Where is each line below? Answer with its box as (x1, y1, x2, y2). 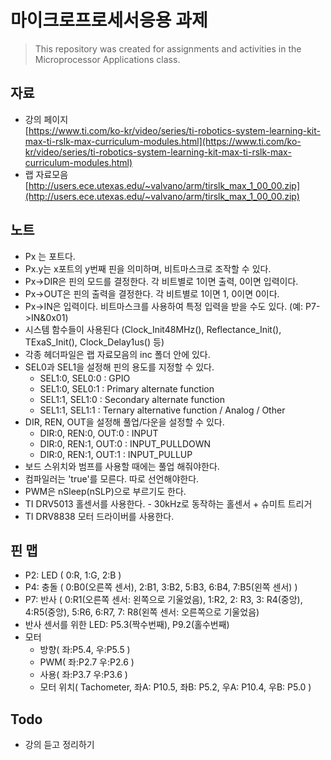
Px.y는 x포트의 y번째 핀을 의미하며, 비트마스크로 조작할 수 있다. (24, 262, 272, 275)
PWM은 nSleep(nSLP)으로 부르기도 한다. (24, 485, 187, 497)
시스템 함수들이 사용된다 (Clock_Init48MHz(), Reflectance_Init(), (24, 323, 282, 335)
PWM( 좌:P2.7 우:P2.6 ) (39, 656, 135, 668)
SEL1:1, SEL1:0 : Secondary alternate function (39, 393, 225, 405)
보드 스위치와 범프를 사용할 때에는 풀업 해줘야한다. (24, 460, 220, 472)
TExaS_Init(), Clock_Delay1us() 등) (24, 336, 165, 348)
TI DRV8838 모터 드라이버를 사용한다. (24, 510, 175, 522)
